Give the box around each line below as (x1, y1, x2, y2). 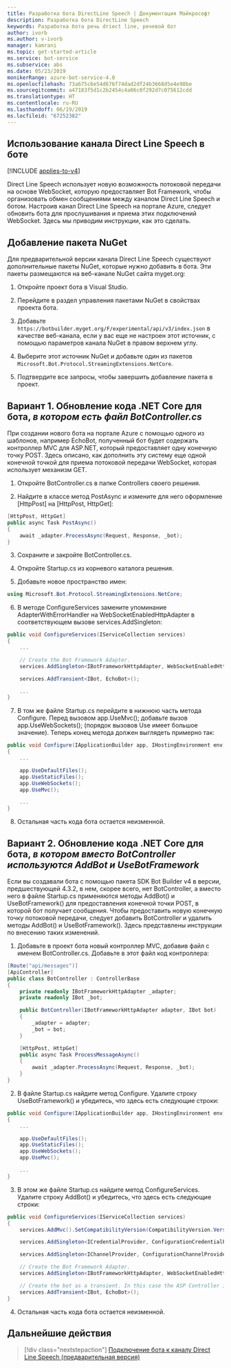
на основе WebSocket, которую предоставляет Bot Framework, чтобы (7, 187, 212, 196)
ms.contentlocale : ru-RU (7, 100, 78, 107)
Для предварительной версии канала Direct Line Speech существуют (7, 255, 212, 264)
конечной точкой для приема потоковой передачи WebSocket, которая (7, 458, 217, 467)
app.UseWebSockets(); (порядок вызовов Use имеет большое (16, 721, 198, 729)
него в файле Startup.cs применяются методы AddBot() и (7, 892, 175, 900)
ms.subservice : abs (7, 61, 63, 68)
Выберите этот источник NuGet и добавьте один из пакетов (16, 352, 192, 361)
